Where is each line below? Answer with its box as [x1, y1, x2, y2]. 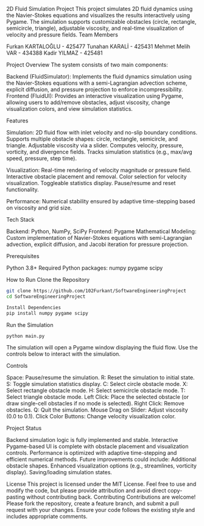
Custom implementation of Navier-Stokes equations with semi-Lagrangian [6, 234, 192, 241]
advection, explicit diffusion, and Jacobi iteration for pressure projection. [6, 240, 189, 248]
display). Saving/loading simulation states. [6, 469, 113, 476]
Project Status [6, 424, 42, 432]
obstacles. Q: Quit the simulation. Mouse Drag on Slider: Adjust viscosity [6, 406, 188, 413]
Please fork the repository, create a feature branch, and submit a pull [6, 500, 179, 507]
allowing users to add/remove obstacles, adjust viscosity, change [6, 99, 171, 106]
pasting [6, 493, 26, 501]
